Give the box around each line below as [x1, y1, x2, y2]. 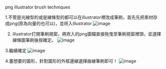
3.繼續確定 [5, 48, 27, 53]
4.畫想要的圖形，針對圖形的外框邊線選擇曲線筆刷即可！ [5, 58, 118, 64]
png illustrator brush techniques [5, 4, 70, 10]
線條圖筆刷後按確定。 [12, 37, 56, 43]
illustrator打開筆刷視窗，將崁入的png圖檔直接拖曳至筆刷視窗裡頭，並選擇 [12, 31, 161, 36]
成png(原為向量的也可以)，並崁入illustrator [5, 21, 92, 26]
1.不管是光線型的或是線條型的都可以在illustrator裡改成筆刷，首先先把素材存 [5, 14, 158, 20]
